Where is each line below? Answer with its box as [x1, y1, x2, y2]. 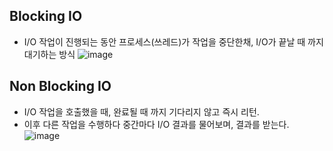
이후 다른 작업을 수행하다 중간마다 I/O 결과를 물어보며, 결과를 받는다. [23, 118, 290, 130]
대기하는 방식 [23, 48, 76, 60]
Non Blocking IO [9, 78, 112, 95]
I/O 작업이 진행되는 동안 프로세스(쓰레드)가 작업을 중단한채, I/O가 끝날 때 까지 [23, 35, 324, 48]
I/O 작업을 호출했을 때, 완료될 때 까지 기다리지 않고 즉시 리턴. [23, 105, 260, 118]
